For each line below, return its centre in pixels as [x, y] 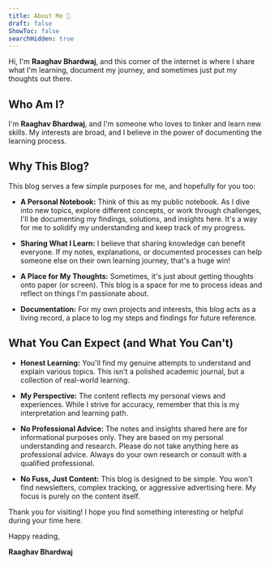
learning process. [38, 141]
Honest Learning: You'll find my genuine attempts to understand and [135, 362]
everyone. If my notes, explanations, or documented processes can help [141, 251]
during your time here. [45, 520]
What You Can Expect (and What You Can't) [121, 343]
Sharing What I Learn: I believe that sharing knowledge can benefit [133, 243]
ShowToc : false [34, 31]
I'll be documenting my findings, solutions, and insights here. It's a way [139, 219]
